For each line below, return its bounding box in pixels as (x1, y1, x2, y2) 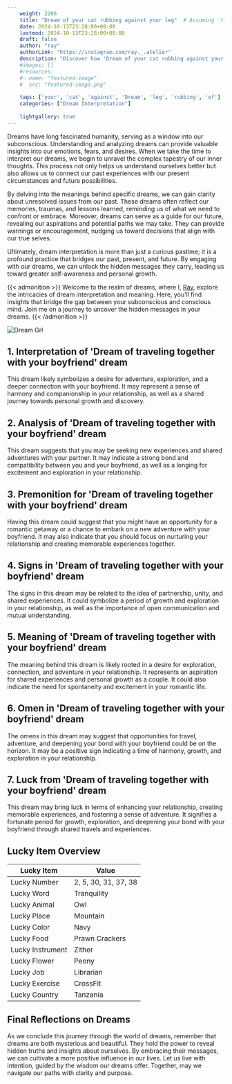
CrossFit (73, 979, 101, 988)
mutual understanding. (7, 611, 72, 619)
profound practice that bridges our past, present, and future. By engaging (7, 254, 217, 263)
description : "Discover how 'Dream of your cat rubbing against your (19, 55, 224, 62)
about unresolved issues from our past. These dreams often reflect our (7, 197, 209, 205)
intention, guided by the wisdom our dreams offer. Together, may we (7, 1061, 202, 1069)
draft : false (19, 36, 57, 43)
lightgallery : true (19, 113, 76, 120)
